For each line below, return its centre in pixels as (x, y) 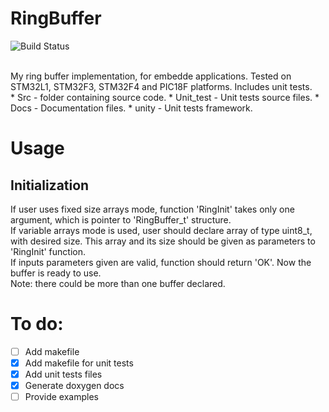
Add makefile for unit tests (79, 363)
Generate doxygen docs (74, 386)
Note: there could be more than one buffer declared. (118, 283)
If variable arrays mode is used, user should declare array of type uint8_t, (161, 230)
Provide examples (61, 397)
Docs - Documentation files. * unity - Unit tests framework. (131, 108)
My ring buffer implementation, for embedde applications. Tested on (151, 76)
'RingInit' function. (48, 251)
